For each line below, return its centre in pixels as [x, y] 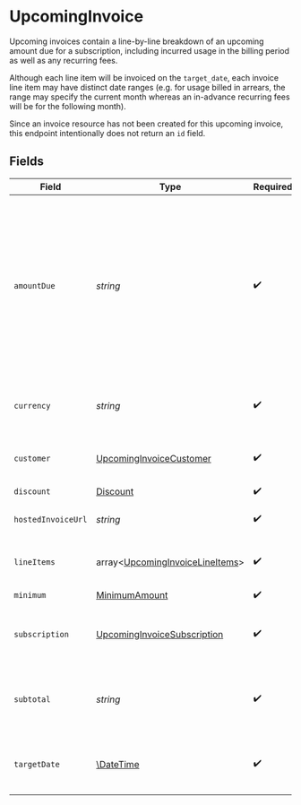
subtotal [32, 699]
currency [32, 406]
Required [273, 186]
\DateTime [117, 764]
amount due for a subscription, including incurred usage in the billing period [149, 50]
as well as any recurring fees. [64, 60]
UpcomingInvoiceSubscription [159, 634]
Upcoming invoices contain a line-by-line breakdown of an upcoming [137, 41]
